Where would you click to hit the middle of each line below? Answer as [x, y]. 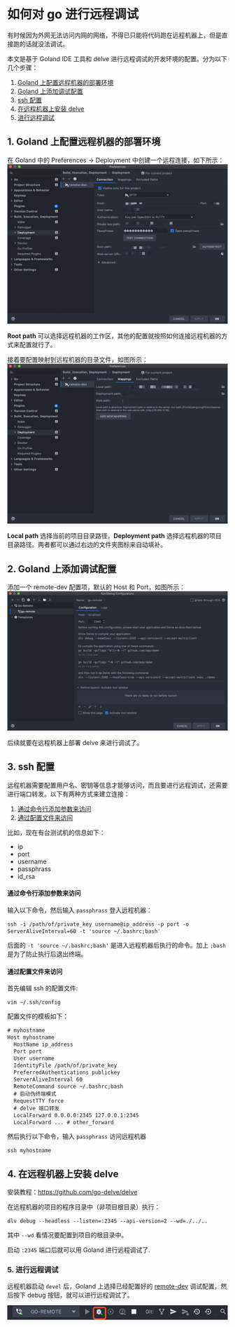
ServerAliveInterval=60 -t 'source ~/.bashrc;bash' [84, 931]
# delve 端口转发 [37, 1109]
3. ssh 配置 [31, 767]
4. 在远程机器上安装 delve [63, 1174]
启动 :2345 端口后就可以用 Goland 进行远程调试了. [79, 1250]
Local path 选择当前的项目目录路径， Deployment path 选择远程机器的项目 [115, 536]
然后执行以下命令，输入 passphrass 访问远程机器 [77, 1136]
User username [34, 1059]
